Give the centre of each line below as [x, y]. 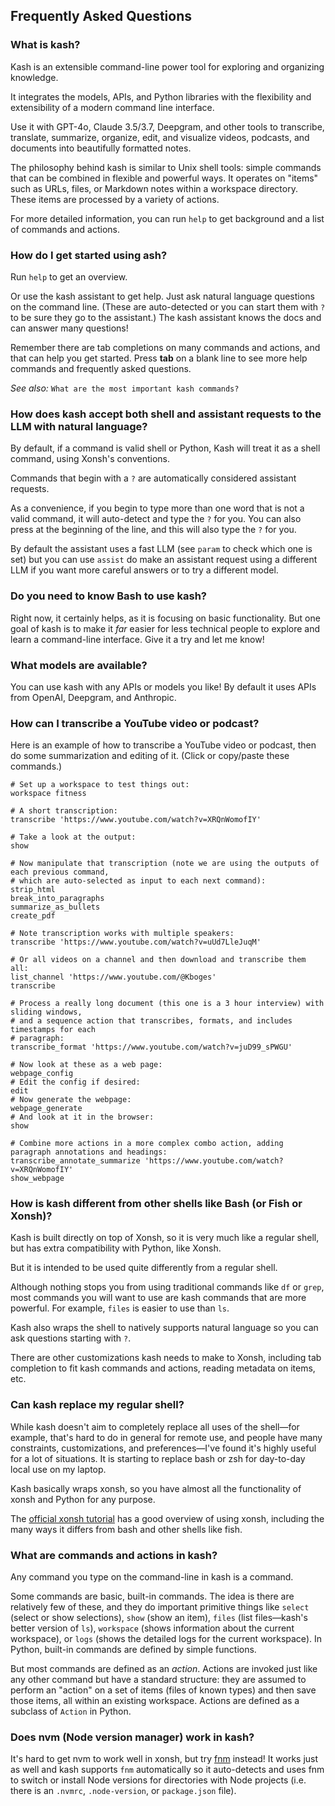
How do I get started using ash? [89, 255]
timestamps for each [53, 1030]
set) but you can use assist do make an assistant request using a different [164, 560]
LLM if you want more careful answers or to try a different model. [144, 570]
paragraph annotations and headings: [89, 1152]
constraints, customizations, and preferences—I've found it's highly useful [163, 1448]
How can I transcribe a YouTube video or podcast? [135, 723]
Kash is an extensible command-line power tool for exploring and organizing [167, 66]
